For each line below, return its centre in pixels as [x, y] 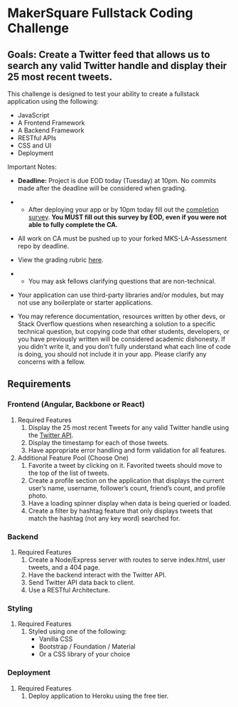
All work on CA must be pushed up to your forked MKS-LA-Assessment [122, 239]
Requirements [39, 384]
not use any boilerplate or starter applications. [85, 303]
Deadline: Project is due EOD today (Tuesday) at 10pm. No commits [117, 180]
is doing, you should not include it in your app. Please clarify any [112, 354]
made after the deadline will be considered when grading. [102, 188]
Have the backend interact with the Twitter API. [97, 575]
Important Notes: [32, 167]
